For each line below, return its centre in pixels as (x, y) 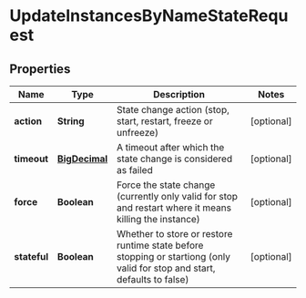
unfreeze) (138, 133)
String (71, 121)
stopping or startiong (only (173, 257)
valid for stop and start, (166, 268)
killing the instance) (158, 219)
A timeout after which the (171, 147)
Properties (40, 69)
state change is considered (175, 159)
